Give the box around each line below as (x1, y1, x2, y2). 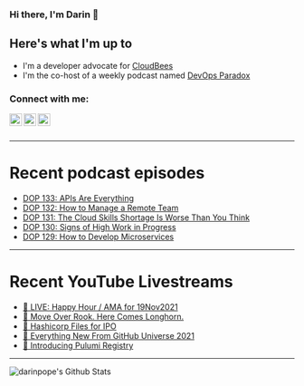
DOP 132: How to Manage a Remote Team (22, 202, 179, 213)
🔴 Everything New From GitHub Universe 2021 (22, 330, 195, 341)
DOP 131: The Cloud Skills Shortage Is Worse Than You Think (22, 212, 251, 223)
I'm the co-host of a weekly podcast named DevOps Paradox (22, 70, 251, 81)
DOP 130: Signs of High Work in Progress (22, 221, 176, 232)
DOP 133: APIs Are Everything (22, 192, 134, 203)
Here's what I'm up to (9, 36, 133, 52)
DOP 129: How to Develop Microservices (22, 231, 175, 242)
